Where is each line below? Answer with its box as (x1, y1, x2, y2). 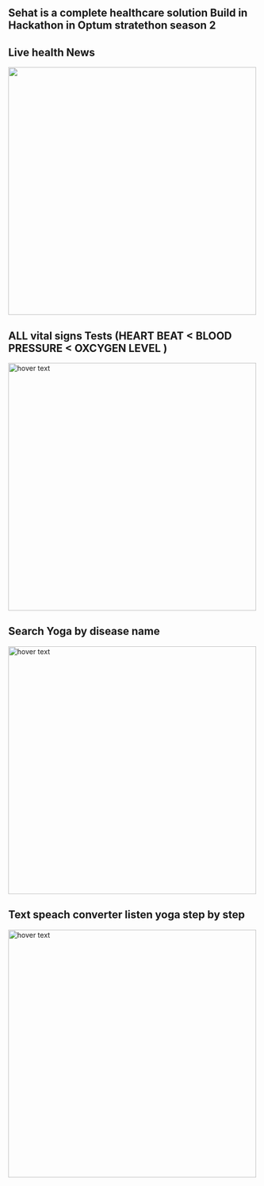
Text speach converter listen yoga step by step (8, 908, 246, 922)
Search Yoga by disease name (8, 625, 160, 638)
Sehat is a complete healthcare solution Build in (8, 6, 248, 20)
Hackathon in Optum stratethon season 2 (8, 19, 216, 33)
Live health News (8, 45, 95, 59)
